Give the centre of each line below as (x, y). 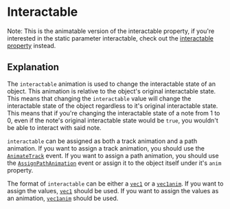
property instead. (32, 45)
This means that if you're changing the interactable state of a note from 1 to (114, 113)
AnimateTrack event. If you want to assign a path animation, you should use (113, 155)
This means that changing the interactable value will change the (99, 98)
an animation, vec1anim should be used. (63, 198)
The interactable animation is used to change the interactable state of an (112, 84)
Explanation (33, 67)
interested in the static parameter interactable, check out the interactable (111, 38)
